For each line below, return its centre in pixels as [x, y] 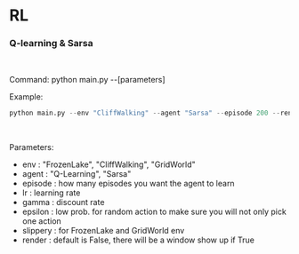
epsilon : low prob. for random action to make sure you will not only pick [154, 212]
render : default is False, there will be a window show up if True [138, 240]
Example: [26, 97]
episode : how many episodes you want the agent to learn [128, 184]
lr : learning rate [51, 193]
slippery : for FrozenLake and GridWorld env [103, 231]
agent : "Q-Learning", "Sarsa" [77, 174]
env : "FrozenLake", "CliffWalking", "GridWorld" [109, 164]
